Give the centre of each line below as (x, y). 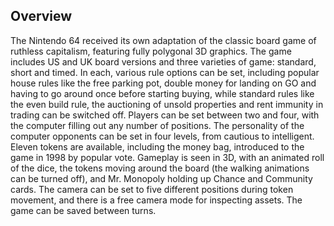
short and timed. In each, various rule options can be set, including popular (165, 72)
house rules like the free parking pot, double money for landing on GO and (163, 83)
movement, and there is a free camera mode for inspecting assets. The (156, 200)
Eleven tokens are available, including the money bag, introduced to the (157, 146)
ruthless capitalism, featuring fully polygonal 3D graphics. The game (151, 51)
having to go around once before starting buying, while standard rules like (162, 93)
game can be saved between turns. (83, 210)
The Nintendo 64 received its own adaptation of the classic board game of (163, 40)
